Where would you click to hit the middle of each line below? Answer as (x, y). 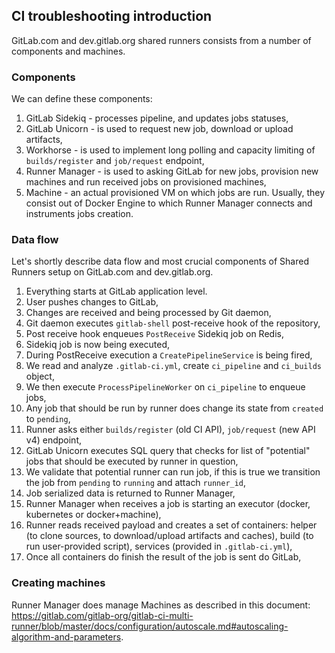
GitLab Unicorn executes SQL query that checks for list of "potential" (168, 451)
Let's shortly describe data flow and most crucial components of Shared (160, 261)
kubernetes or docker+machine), (93, 515)
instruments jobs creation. (79, 214)
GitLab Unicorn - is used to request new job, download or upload (159, 129)
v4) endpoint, (54, 440)
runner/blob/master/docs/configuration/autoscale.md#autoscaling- (150, 626)
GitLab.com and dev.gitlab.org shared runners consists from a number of (161, 40)
